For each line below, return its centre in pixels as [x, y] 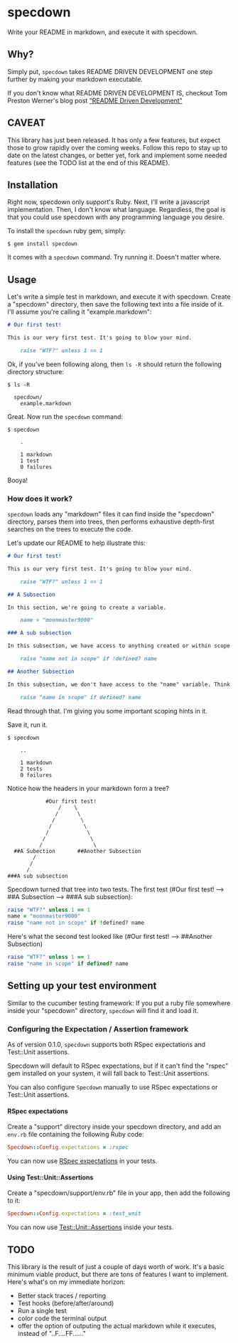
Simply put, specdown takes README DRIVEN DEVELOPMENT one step [110, 71]
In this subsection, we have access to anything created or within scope [119, 646]
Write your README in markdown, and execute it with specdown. [103, 32]
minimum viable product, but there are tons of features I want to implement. [118, 1275]
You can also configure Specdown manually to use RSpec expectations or [113, 1087]
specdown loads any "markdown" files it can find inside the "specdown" [111, 514]
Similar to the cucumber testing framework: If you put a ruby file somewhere [119, 1003]
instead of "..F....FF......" [52, 1334]
